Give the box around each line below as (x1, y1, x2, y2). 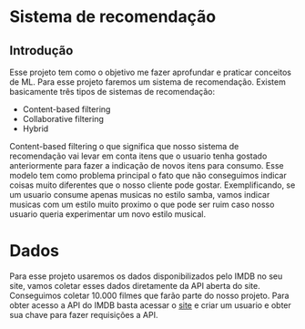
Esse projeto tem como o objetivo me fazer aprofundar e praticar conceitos (9, 67, 291, 77)
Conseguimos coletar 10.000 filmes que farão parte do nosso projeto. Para (9, 290, 290, 301)
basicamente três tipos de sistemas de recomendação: (9, 87, 216, 97)
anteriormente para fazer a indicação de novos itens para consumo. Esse (9, 160, 284, 170)
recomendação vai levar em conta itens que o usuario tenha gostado (9, 150, 268, 161)
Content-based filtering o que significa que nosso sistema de (9, 141, 239, 151)
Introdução (9, 43, 74, 58)
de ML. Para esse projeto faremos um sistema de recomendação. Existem (9, 77, 287, 87)
